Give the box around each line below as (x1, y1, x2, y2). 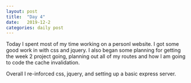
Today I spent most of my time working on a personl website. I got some (6, 41, 179, 48)
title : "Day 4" (6, 14, 45, 20)
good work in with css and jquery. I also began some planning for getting (6, 47, 181, 54)
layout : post (6, 8, 38, 15)
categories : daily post (6, 24, 64, 31)
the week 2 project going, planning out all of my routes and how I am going (6, 53, 186, 60)
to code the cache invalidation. (6, 59, 80, 66)
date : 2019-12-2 (6, 19, 51, 25)
